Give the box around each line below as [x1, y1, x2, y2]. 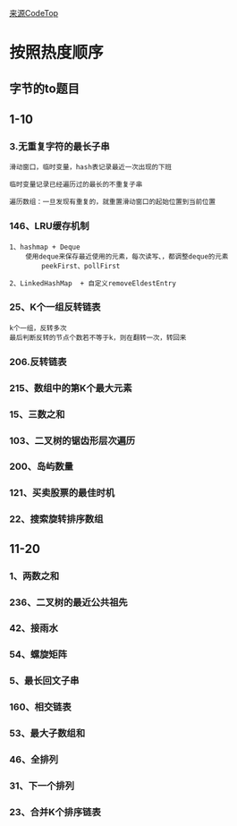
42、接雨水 [9, 622, 58, 634]
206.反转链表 [9, 355, 67, 368]
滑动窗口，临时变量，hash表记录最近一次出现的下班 [9, 163, 173, 172]
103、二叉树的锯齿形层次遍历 [9, 434, 136, 447]
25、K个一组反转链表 [9, 301, 101, 313]
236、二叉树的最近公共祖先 [9, 596, 128, 609]
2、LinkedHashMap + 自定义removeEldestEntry [9, 278, 177, 288]
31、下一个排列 [9, 779, 74, 792]
